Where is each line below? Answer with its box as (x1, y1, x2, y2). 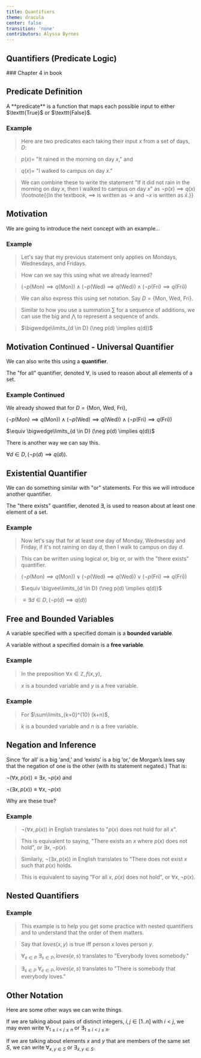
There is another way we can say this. (6, 439, 100, 446)
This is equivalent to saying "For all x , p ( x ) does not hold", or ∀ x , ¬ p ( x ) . (20, 873, 196, 880)
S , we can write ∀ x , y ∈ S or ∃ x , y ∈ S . (6, 1044, 95, 1052)
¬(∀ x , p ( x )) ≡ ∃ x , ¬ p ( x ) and (6, 774, 72, 781)
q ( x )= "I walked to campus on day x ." (20, 167, 113, 175)
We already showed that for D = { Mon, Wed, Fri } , (6, 404, 127, 412)
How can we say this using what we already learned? (20, 271, 153, 279)
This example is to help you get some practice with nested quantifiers (20, 922, 193, 930)
